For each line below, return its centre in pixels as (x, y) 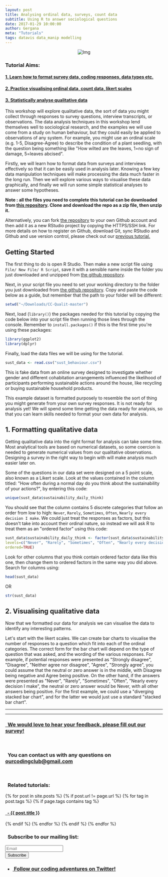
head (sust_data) (22, 577)
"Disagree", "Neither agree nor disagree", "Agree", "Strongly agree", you (79, 665)
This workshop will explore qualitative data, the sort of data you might (77, 111)
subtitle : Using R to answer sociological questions (61, 19)
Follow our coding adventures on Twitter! (65, 868)
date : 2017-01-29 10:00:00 (33, 24)
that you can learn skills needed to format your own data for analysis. (76, 414)
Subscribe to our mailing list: (43, 837)
